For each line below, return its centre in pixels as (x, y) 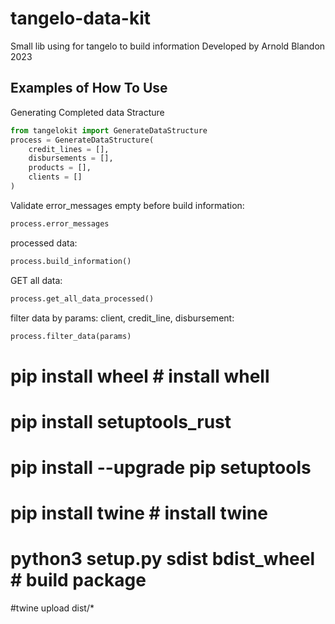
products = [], (60, 168)
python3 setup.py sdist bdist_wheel (163, 559)
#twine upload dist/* (52, 608)
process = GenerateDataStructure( (82, 140)
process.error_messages (60, 223)
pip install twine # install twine (139, 513)
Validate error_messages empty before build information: (127, 205)
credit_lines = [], (69, 149)
